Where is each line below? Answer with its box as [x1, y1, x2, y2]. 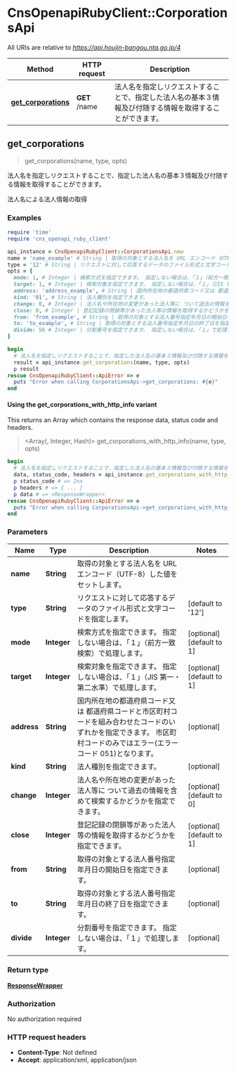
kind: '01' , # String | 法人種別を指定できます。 [13, 293, 149, 300]
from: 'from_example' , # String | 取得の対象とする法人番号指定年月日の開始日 [13, 313, 227, 321]
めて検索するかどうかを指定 [77, 796, 169, 806]
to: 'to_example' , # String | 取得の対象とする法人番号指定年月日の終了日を [13, 320, 220, 327]
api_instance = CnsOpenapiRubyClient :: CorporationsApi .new [7, 248, 184, 255]
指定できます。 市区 [105, 727, 170, 737]
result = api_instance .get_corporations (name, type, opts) [13, 359, 190, 366]
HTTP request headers [7, 1032, 86, 1042]
